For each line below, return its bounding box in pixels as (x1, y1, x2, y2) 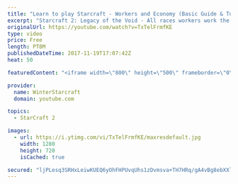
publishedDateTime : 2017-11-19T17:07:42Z (7, 50, 132, 57)
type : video (7, 30, 42, 38)
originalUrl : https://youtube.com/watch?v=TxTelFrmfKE (7, 23, 173, 30)
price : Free (7, 37, 42, 44)
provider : (7, 82, 37, 89)
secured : (7, 166, 33, 173)
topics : (7, 108, 30, 115)
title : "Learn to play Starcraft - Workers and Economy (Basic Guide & (7, 10, 223, 18)
